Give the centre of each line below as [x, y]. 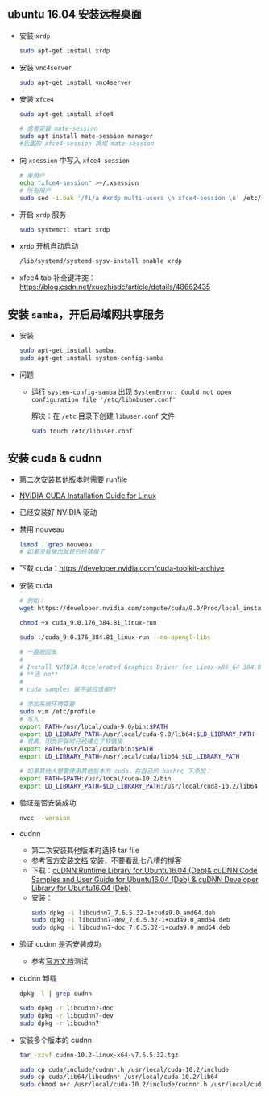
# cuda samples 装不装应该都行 [67, 690]
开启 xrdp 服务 [43, 214]
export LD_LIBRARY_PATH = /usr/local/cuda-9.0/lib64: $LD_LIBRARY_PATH [137, 734]
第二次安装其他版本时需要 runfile [73, 479]
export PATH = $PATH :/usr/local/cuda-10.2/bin [95, 778]
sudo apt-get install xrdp [64, 51]
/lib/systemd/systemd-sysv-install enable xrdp [100, 261]
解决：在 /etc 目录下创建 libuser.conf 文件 [103, 416]
